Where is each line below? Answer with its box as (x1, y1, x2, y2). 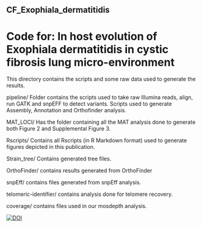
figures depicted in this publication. (6, 143, 95, 151)
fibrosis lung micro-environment (6, 55, 175, 69)
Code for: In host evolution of (6, 29, 157, 43)
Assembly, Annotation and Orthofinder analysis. (6, 107, 127, 114)
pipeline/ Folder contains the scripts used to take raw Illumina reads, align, (6, 94, 193, 101)
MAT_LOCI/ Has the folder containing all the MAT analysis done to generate (6, 118, 196, 126)
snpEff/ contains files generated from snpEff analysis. (6, 179, 142, 186)
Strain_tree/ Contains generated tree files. (6, 155, 112, 162)
